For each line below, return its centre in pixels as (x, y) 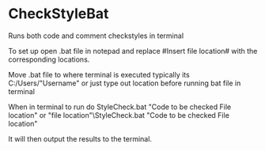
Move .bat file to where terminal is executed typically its (99, 74)
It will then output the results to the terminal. (80, 138)
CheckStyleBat (59, 14)
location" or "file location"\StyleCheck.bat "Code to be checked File (119, 115)
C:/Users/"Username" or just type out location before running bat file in (125, 83)
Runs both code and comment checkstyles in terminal (96, 36)
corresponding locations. (49, 59)
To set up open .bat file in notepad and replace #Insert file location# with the (133, 51)
